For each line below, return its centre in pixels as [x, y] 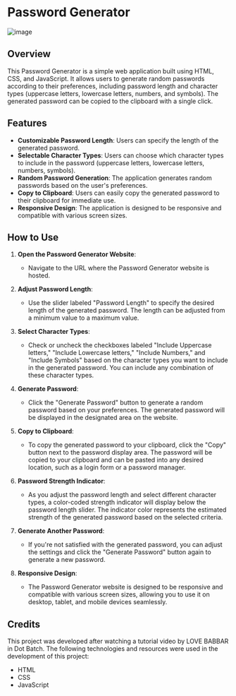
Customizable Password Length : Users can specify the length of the [118, 140]
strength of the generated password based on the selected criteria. [125, 517]
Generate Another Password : [61, 531]
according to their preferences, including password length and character [113, 86]
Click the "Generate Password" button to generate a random [116, 402]
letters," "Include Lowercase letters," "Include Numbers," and [117, 353]
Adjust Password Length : [55, 289]
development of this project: [48, 656]
